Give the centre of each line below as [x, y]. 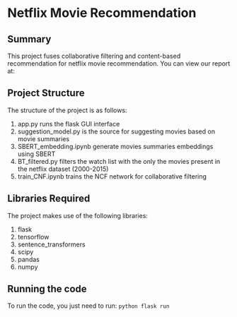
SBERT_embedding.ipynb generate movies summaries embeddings [115, 146]
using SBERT [36, 154]
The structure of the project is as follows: [67, 110]
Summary [29, 39]
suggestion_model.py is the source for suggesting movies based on [116, 131]
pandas [29, 259]
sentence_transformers [52, 244]
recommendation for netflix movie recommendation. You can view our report [119, 64]
